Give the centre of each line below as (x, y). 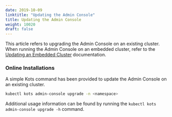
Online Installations (30, 68)
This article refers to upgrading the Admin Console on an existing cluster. (83, 44)
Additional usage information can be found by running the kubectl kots (81, 104)
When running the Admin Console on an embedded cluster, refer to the (80, 49)
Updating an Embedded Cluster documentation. (56, 55)
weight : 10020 (21, 24)
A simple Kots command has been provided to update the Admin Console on (86, 79)
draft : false (19, 29)
